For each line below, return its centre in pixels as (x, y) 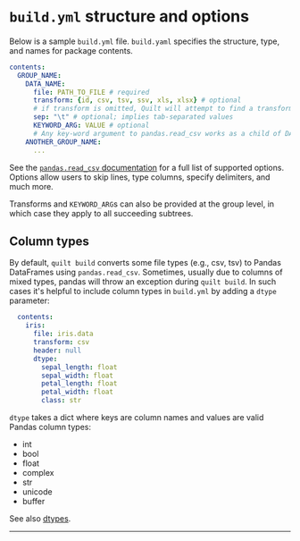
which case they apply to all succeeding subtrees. (101, 213)
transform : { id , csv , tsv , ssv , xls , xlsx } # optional (137, 100)
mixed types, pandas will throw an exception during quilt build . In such (143, 282)
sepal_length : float (79, 367)
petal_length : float (79, 384)
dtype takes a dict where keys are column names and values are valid (137, 417)
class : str (62, 401)
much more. (31, 186)
